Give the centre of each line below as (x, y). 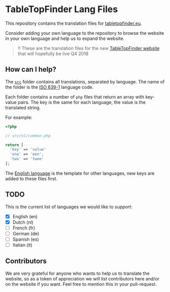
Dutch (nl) (23, 222)
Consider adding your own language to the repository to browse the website (85, 33)
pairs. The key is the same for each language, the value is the (81, 102)
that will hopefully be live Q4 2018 (53, 54)
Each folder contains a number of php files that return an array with (75, 96)
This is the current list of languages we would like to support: (69, 207)
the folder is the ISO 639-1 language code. (49, 87)
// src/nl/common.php (28, 136)
